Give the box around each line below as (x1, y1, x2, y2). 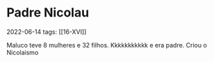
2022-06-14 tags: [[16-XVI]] (6, 28, 87, 36)
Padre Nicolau (6, 5, 90, 21)
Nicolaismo (6, 48, 39, 56)
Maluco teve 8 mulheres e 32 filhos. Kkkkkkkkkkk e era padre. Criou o (6, 41, 208, 49)
